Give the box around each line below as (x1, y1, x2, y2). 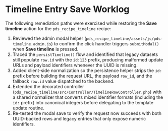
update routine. (12, 105, 44, 111)
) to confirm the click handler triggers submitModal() (51, 40, 159, 46)
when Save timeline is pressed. (12, 46, 79, 52)
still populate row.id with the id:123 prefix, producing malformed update (12, 56, 163, 62)
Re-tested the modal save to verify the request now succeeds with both (12, 110, 161, 116)
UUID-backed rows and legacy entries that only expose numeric (12, 115, 146, 121)
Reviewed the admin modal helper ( (12, 35, 87, 41)
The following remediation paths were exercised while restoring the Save (5, 20, 157, 26)
